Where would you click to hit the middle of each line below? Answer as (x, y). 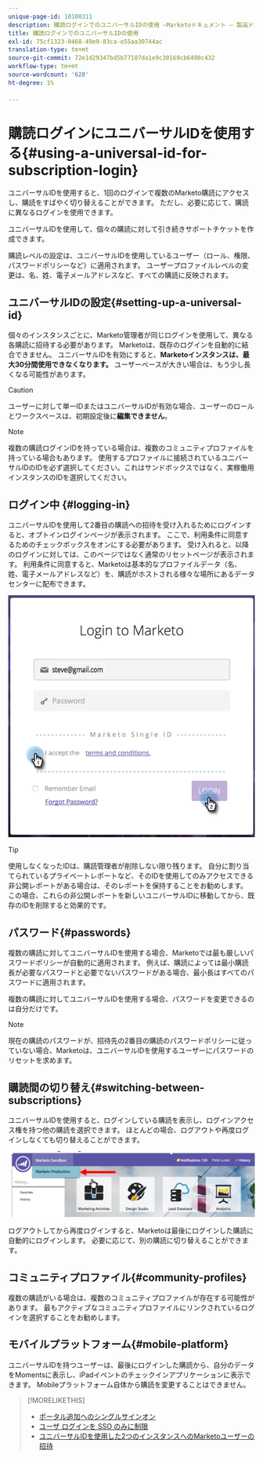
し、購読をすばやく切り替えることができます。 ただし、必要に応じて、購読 (128, 203)
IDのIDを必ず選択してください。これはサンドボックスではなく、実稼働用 (138, 468)
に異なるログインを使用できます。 (63, 213)
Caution (21, 390)
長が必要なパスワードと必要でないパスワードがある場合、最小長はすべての (128, 973)
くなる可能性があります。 (49, 375)
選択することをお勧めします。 (76, 1317)
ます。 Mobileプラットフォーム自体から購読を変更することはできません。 (132, 1384)
